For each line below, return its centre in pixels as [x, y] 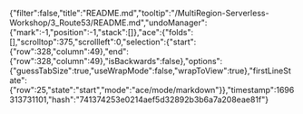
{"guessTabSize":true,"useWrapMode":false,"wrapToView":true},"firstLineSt [151, 71]
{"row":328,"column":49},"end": [69, 52]
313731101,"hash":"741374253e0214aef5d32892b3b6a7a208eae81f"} [139, 100]
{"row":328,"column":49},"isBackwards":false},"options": [116, 61]
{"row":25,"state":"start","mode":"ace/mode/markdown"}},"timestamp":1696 [152, 90]
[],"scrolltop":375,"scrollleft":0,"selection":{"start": [103, 42]
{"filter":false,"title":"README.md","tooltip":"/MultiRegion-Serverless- [139, 13]
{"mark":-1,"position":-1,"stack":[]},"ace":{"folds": [102, 32]
